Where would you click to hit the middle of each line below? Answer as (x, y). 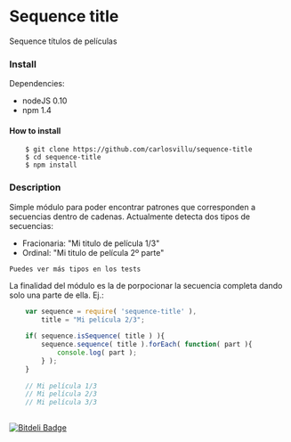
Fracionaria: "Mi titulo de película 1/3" (91, 243)
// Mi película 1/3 (61, 386)
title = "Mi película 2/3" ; (93, 319)
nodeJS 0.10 (44, 101)
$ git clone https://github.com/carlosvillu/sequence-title (139, 150)
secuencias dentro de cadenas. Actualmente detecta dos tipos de (130, 217)
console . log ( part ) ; (97, 353)
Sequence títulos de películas (63, 41)
